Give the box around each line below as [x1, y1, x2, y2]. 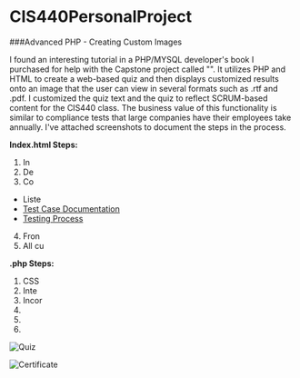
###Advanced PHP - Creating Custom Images [9, 36, 183, 47]
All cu [22, 240, 45, 251]
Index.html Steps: [9, 139, 78, 150]
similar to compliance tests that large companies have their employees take [9, 112, 292, 123]
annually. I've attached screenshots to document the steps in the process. [9, 121, 286, 133]
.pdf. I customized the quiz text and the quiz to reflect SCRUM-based [9, 93, 268, 104]
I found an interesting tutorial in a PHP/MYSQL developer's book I [9, 54, 255, 65]
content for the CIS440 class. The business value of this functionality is [9, 102, 277, 113]
